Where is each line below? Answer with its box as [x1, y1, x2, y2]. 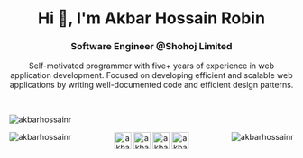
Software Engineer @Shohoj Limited [70, 40, 233, 53]
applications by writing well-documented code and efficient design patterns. [9, 80, 294, 91]
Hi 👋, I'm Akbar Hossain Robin [37, 8, 266, 29]
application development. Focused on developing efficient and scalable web [10, 70, 293, 81]
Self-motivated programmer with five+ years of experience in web [28, 60, 275, 71]
